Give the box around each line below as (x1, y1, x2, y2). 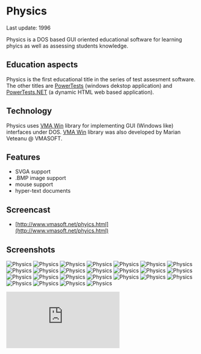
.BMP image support (14, 175, 66, 182)
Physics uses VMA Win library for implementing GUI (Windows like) (6, 122, 174, 129)
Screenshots (6, 244, 56, 255)
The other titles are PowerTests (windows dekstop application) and (6, 82, 173, 89)
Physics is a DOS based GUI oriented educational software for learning (6, 36, 182, 43)
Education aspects (6, 60, 78, 70)
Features (6, 152, 40, 162)
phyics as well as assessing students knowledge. (6, 42, 129, 49)
